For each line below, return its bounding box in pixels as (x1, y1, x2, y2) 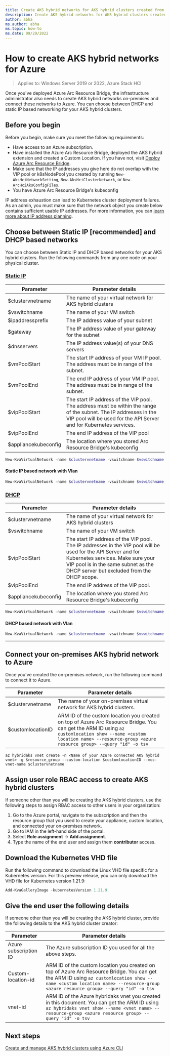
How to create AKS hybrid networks (5, 53, 159, 64)
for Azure (5, 64, 46, 75)
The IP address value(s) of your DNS (66, 340, 153, 347)
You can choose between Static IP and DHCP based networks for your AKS (5, 249, 162, 255)
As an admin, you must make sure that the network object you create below (5, 202, 163, 208)
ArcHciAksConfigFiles (12, 183, 58, 188)
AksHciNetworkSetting (12, 177, 58, 182)
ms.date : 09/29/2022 (5, 31, 49, 36)
